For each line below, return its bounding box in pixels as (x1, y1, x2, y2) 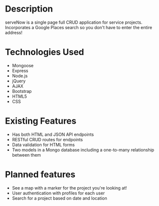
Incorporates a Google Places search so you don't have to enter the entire (5, 24, 152, 30)
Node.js (12, 73, 28, 78)
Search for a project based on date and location (12, 195, 107, 201)
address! (5, 29, 23, 35)
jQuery (12, 78, 26, 84)
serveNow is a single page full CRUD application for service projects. (5, 19, 143, 25)
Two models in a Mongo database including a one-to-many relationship (12, 147, 155, 153)
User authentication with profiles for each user (12, 190, 105, 196)
